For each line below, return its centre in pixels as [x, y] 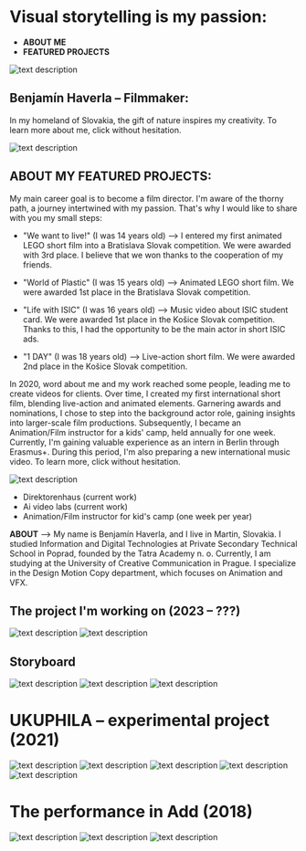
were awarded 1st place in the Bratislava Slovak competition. [137, 292]
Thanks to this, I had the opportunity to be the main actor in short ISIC [154, 329]
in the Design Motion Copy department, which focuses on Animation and [146, 573]
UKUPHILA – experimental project [139, 721]
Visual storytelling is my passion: [138, 17]
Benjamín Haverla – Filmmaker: [99, 98]
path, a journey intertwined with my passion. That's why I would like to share [153, 208]
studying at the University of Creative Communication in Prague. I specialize [153, 562]
